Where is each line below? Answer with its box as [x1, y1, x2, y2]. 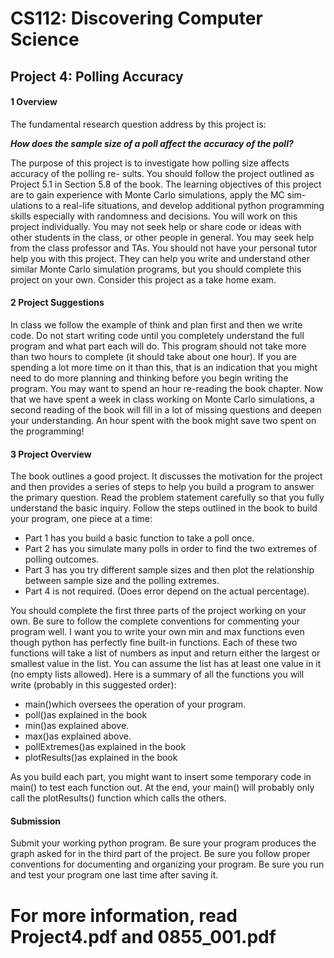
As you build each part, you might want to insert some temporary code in [10, 771, 312, 783]
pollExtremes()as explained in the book [24, 741, 187, 753]
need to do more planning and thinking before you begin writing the [10, 372, 289, 384]
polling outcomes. [24, 553, 100, 566]
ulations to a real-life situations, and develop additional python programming [10, 199, 325, 211]
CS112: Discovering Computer [10, 7, 263, 30]
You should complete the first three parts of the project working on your [10, 605, 307, 617]
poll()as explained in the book [24, 709, 148, 721]
